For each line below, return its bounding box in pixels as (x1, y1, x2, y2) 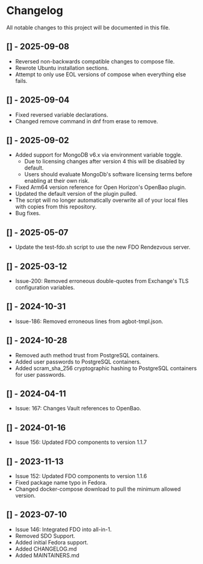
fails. (15, 77, 27, 84)
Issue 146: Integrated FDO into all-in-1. (15, 526, 112, 533)
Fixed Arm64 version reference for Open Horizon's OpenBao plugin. (15, 184, 187, 191)
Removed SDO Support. (15, 532, 76, 540)
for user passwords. (15, 371, 66, 378)
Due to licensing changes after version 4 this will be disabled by (24, 158, 185, 165)
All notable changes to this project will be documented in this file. (6, 24, 171, 31)
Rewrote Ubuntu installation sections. (15, 64, 109, 71)
